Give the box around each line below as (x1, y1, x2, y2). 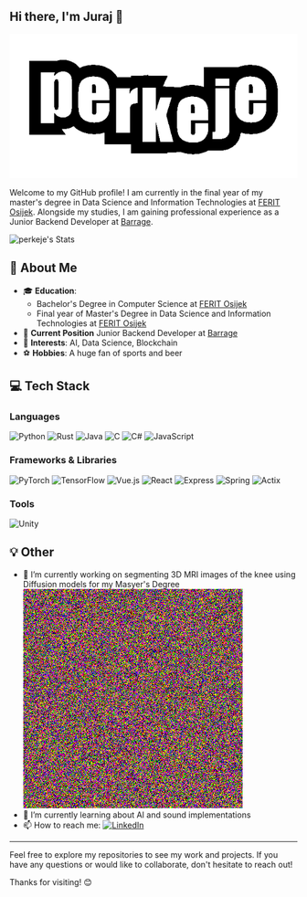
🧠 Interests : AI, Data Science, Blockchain (22, 337, 178, 348)
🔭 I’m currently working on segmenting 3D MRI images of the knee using (22, 568, 296, 580)
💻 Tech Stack (9, 378, 90, 394)
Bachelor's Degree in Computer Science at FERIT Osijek (36, 298, 248, 309)
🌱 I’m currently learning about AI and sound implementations (22, 809, 251, 820)
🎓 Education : (22, 285, 78, 296)
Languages (9, 410, 61, 423)
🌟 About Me (9, 260, 78, 276)
